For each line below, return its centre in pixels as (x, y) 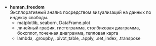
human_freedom (27, 7)
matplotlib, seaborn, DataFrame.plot (54, 23)
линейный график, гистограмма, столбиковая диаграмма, (78, 28)
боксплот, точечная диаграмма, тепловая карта (68, 33)
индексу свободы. (29, 17)
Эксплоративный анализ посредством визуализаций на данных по (80, 12)
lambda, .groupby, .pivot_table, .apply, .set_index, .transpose (79, 38)
